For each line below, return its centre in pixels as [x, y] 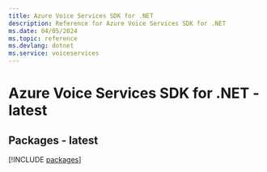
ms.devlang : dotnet [41, 46]
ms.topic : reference [43, 38]
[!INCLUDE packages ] [45, 159]
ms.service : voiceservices [54, 53]
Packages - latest [53, 140]
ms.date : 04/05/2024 [43, 31]
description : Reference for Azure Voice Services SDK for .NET [117, 23]
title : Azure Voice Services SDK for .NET [81, 16]
